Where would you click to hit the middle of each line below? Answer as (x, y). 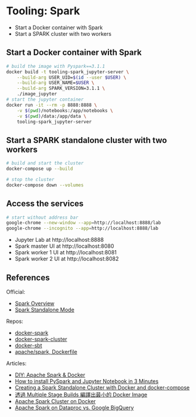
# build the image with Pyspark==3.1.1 (56, 66)
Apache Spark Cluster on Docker (55, 401)
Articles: (16, 363)
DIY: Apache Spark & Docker (50, 375)
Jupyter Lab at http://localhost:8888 (59, 240)
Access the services (45, 204)
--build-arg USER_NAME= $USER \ (56, 83)
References (28, 277)
